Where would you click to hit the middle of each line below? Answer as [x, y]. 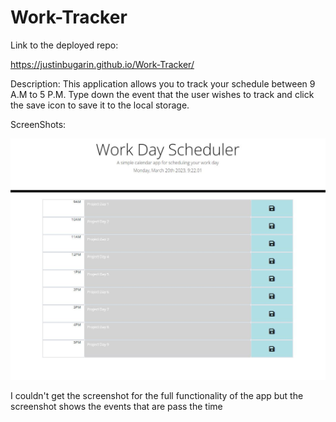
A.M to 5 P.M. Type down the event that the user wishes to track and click [162, 94]
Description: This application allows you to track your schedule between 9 [163, 83]
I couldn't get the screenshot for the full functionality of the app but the [157, 396]
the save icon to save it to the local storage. [100, 105]
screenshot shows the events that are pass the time [116, 407]
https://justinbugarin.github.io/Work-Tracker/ [102, 64]
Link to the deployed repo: [64, 45]
